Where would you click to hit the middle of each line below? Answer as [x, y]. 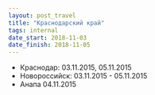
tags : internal [33, 30]
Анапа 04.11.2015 [48, 85]
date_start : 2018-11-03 [48, 38]
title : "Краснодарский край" [56, 23]
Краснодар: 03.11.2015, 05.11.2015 [76, 67]
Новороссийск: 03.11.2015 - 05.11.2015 [83, 76]
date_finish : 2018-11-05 [49, 45]
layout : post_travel [43, 15]
